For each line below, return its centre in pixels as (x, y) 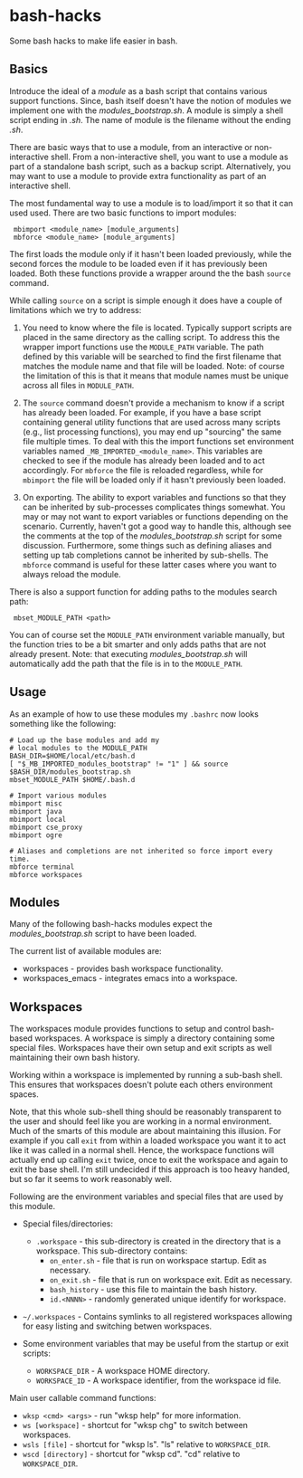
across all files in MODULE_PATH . (78, 385)
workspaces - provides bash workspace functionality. (123, 968)
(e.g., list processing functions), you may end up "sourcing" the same (152, 432)
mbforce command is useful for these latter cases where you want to (150, 564)
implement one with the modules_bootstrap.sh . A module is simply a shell (146, 110)
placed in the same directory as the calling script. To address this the (151, 337)
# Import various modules (58, 796)
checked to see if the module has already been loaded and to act (143, 460)
